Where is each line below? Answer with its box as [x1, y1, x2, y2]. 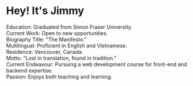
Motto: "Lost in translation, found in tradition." [6, 54, 117, 61]
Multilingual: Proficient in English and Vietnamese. [6, 42, 128, 49]
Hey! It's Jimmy [6, 4, 84, 18]
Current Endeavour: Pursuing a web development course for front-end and [6, 60, 187, 68]
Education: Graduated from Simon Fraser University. [6, 23, 133, 30]
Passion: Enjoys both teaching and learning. [6, 73, 113, 80]
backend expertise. [6, 67, 53, 74]
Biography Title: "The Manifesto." [6, 36, 87, 43]
